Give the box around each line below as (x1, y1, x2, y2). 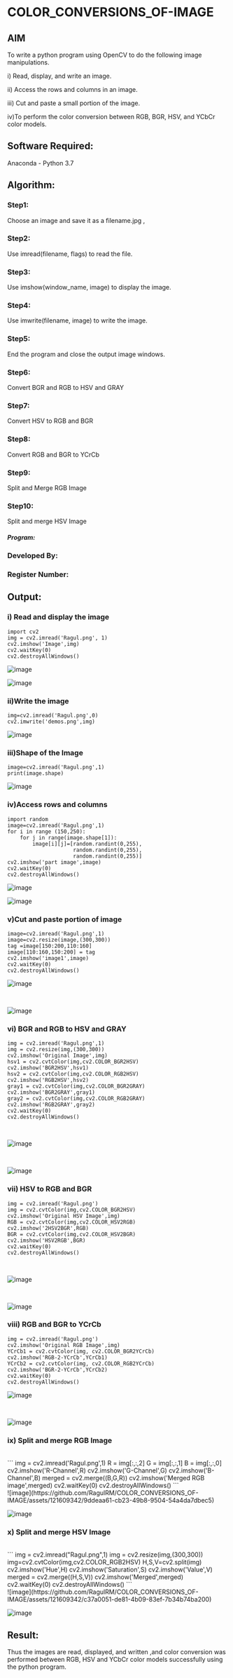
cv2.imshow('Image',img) (7, 640, 80, 647)
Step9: (7, 468, 31, 478)
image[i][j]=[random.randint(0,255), (32, 840, 142, 847)
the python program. (7, 1663, 66, 1671)
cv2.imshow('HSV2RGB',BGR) (7, 1237, 86, 1244)
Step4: (7, 301, 31, 311)
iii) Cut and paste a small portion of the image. (7, 99, 141, 107)
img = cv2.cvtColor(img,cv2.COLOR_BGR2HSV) (7, 1206, 136, 1213)
